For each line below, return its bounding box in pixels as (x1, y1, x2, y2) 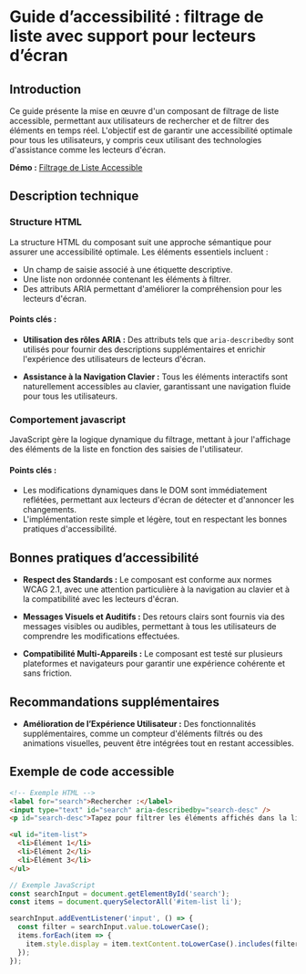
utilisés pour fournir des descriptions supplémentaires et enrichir (22, 344, 266, 355)
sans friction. (22, 668, 73, 679)
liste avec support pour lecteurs (9, 26, 257, 47)
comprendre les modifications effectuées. (22, 631, 180, 642)
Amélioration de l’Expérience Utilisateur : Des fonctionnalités (22, 719, 257, 730)
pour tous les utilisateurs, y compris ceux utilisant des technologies (9, 135, 262, 145)
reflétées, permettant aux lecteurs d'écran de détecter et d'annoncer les (22, 494, 294, 505)
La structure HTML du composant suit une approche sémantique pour (9, 236, 272, 247)
